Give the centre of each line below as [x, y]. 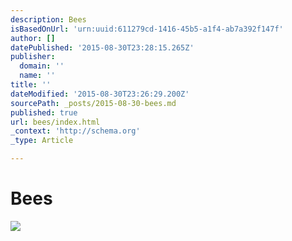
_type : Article [42, 141]
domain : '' [42, 66]
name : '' [37, 76]
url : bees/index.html [55, 122]
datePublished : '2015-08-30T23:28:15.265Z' [102, 47]
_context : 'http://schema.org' [75, 131]
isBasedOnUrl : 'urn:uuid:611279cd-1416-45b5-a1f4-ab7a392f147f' [147, 29]
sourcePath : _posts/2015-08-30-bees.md [93, 103]
